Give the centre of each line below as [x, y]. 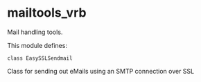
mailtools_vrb [47, 13]
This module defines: [37, 45]
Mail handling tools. [35, 32]
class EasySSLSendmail [40, 58]
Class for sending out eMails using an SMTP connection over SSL [101, 71]
